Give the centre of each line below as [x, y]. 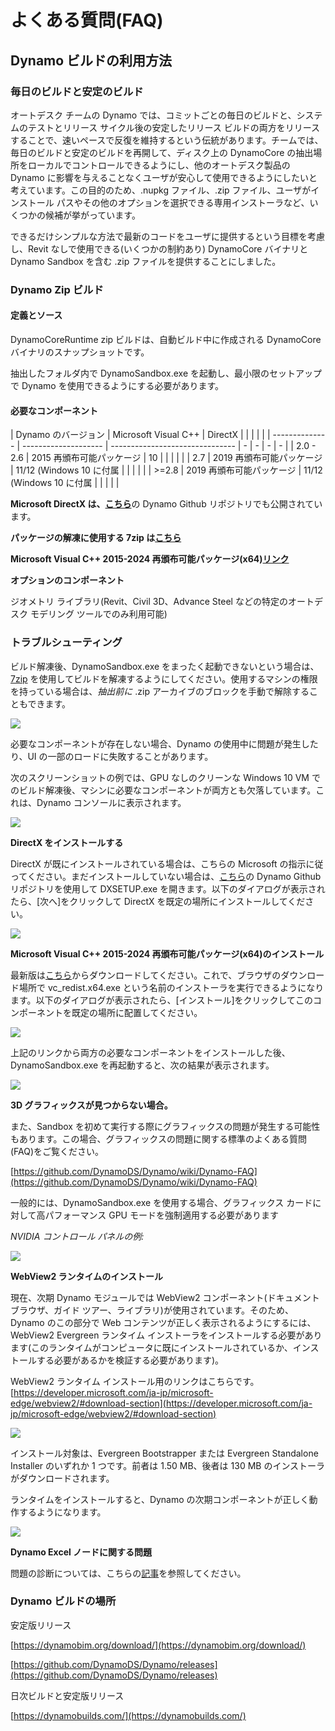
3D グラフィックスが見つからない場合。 [91, 1105]
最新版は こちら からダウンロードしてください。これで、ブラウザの [146, 975]
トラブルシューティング [66, 643]
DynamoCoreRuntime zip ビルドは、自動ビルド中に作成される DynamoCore [166, 339]
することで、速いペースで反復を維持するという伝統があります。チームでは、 [167, 140]
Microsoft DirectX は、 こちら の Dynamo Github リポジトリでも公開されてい [166, 504]
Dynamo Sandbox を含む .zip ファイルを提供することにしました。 [146, 261]
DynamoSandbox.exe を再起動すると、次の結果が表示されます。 [142, 1065]
